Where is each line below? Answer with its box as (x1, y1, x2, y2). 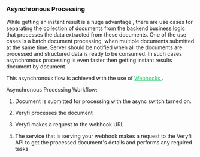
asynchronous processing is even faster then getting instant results (6, 56, 172, 64)
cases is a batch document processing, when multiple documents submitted (6, 38, 195, 45)
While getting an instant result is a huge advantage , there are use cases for (6, 19, 193, 26)
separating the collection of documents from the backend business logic (6, 25, 186, 32)
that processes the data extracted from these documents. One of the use (6, 31, 187, 38)
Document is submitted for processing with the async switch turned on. (14, 98, 192, 105)
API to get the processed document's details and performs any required (14, 139, 193, 146)
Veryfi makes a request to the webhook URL (14, 121, 124, 128)
